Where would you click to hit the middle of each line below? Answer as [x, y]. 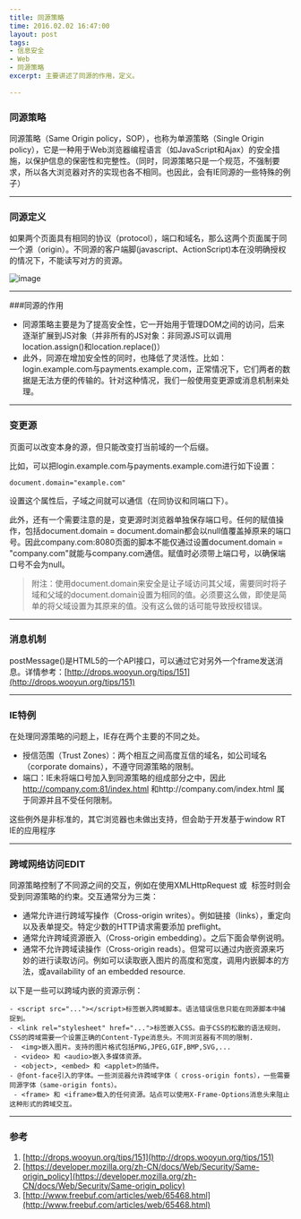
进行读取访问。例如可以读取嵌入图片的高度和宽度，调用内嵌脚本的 [160, 960]
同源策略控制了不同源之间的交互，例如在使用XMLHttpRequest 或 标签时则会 [150, 885]
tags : [19, 43]
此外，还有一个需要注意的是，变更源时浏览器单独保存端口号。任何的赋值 [142, 519]
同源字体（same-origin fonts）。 [65, 1086]
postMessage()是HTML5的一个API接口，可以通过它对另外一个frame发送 [142, 660]
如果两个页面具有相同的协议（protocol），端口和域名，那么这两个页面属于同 [148, 238]
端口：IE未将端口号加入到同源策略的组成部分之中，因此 [124, 778]
